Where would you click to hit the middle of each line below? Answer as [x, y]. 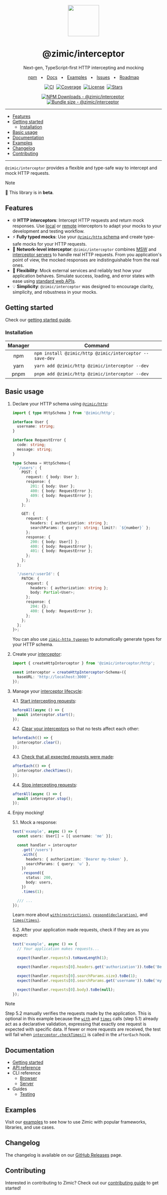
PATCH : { [31, 579]
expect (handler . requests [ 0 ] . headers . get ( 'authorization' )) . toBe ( [86, 967]
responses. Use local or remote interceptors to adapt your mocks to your [87, 226]
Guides [20, 1089]
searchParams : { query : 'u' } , [58, 864]
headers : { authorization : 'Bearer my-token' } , [77, 859]
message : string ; [35, 449]
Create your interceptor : [37, 654]
